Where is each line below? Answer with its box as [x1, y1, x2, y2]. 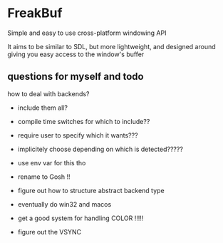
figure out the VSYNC [17, 227, 82, 236]
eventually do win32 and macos [17, 200, 112, 208]
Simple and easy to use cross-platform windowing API [7, 29, 167, 37]
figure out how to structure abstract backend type [17, 186, 165, 195]
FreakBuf [7, 5, 63, 21]
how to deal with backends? [7, 89, 90, 98]
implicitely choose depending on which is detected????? [17, 145, 184, 153]
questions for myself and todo [7, 71, 144, 83]
